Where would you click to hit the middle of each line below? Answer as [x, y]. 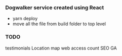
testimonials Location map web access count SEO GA [61, 48]
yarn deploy [25, 19]
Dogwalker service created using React [55, 8]
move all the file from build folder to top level [59, 24]
